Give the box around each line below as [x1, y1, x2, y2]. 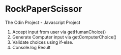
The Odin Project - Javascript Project [5, 19, 81, 25]
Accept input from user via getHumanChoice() [12, 29, 106, 35]
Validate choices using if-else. [12, 39, 74, 45]
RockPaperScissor [5, 3, 83, 15]
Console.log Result [12, 44, 51, 50]
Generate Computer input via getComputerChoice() [12, 34, 117, 40]
